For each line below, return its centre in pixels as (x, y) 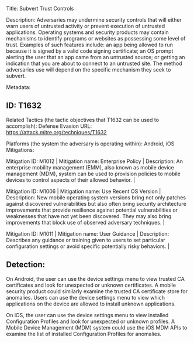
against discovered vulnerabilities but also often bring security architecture (96, 203)
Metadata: (18, 87)
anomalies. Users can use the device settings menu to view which (86, 297)
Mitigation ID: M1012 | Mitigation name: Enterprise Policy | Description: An (94, 161)
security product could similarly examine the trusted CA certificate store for (97, 291)
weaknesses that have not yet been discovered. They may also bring (89, 216)
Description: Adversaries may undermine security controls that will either (94, 20)
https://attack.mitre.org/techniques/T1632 (56, 132)
